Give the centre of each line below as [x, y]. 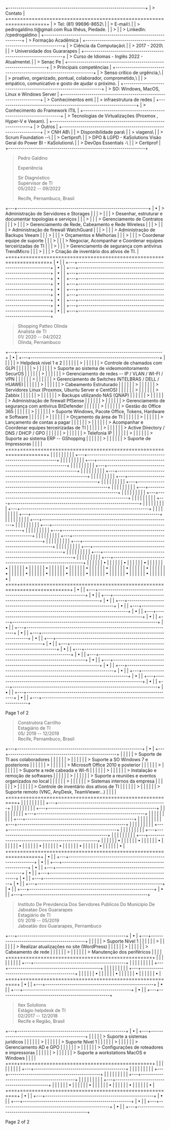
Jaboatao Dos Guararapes [45, 910]
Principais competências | [84, 67]
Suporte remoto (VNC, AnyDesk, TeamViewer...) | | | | [61, 792]
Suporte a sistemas [127, 1036]
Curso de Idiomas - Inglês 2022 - [108, 56]
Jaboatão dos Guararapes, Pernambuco [59, 926]
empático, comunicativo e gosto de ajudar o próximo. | [62, 83]
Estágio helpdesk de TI [42, 1010]
